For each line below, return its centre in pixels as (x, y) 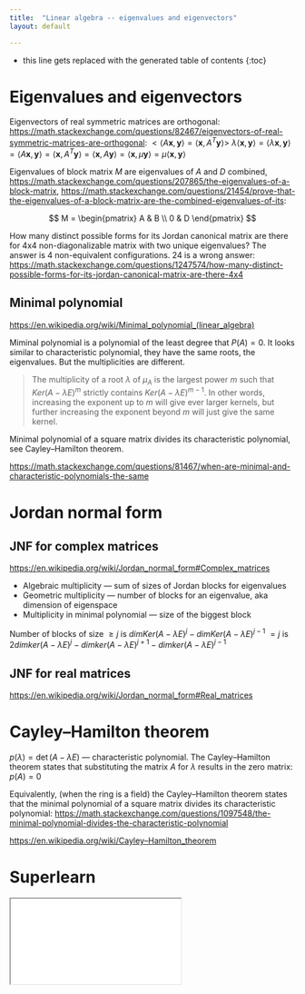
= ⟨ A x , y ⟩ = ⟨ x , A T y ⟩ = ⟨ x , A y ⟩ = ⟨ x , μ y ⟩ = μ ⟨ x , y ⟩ (98, 153)
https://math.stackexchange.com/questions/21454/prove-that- (178, 191)
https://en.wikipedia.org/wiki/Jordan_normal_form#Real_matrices (131, 695)
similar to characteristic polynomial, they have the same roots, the (133, 352)
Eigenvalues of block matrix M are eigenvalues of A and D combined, (138, 171)
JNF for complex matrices (84, 546)
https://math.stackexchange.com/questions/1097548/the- (162, 813)
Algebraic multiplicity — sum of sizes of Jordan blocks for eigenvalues (154, 586)
